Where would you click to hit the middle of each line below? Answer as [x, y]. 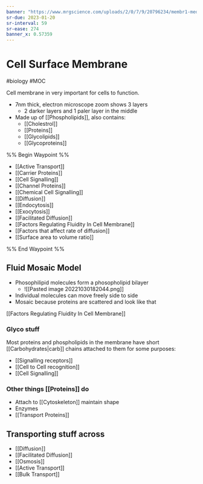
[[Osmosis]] [30, 462]
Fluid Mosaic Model [44, 268]
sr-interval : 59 [27, 23]
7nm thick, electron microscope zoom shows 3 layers [81, 105]
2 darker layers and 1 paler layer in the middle [81, 111]
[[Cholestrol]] [41, 124]
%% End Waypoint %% [35, 249]
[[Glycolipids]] [42, 137]
